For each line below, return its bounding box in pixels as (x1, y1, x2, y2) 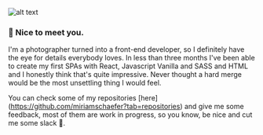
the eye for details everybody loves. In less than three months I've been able (8, 53, 255, 63)
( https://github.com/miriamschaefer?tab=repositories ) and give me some (8, 102, 245, 111)
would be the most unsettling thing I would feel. (8, 78, 162, 88)
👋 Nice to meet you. (8, 27, 85, 38)
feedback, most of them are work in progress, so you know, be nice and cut (8, 110, 253, 119)
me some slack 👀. (8, 119, 65, 128)
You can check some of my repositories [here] (8, 93, 159, 103)
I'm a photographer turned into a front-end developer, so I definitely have (8, 45, 245, 54)
